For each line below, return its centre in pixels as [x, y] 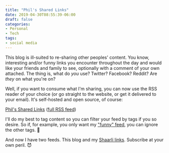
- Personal [17, 29]
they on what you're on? [30, 79]
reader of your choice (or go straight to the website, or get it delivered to [81, 94]
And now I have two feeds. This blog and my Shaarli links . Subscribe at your [85, 139]
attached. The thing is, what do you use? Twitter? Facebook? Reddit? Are [81, 73]
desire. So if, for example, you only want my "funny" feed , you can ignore [82, 124]
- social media [21, 43]
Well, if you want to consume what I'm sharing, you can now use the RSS [81, 89]
